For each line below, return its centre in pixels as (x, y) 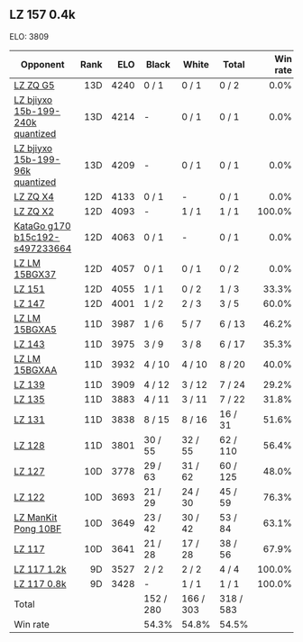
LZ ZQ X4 (34, 196)
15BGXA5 (35, 330)
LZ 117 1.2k (40, 569)
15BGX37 (35, 274)
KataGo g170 (42, 226)
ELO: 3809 (29, 36)
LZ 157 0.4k (43, 15)
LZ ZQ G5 (34, 85)
